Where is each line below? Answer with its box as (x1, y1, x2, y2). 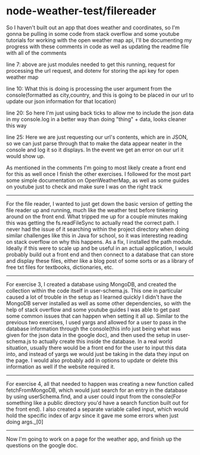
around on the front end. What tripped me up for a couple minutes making (6, 213, 187, 220)
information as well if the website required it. (6, 363, 115, 370)
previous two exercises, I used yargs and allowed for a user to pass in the (6, 318, 186, 326)
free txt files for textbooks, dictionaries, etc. (6, 264, 114, 271)
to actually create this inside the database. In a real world (32, 338, 173, 345)
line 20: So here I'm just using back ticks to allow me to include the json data (6, 109, 194, 116)
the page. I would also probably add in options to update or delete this (6, 357, 179, 364)
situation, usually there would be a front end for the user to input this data (6, 344, 187, 351)
